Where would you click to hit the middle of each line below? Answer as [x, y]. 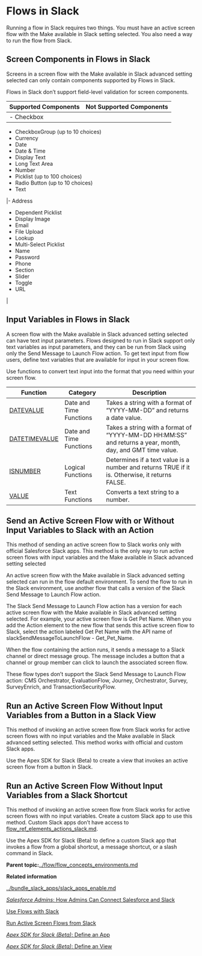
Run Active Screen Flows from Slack [51, 923]
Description [149, 392]
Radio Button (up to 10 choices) [54, 183]
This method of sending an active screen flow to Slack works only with [94, 544]
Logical [75, 467]
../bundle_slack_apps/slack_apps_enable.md [61, 888]
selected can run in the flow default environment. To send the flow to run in [99, 582]
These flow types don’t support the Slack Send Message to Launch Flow [96, 674]
